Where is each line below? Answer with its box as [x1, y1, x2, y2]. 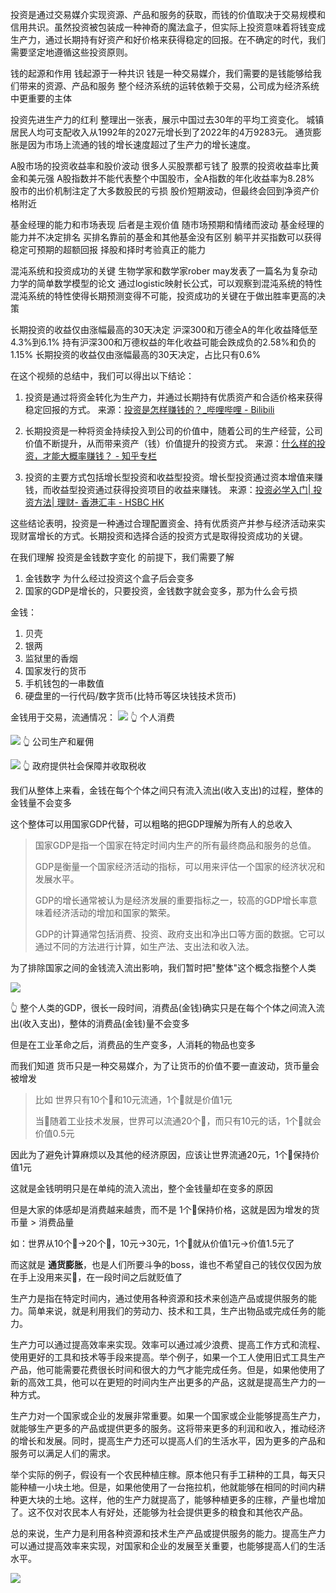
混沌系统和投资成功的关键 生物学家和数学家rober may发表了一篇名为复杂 [10, 265, 310, 277]
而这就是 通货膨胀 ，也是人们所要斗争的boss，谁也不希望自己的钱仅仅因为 [10, 1259, 313, 1270]
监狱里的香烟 [24, 653, 78, 664]
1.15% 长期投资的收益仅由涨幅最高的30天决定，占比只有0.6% [10, 349, 262, 360]
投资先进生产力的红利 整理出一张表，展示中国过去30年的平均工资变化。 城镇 [10, 114, 325, 125]
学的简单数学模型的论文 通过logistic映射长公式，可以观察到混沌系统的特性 [18, 278, 323, 289]
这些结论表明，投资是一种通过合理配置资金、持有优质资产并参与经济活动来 [10, 518, 317, 529]
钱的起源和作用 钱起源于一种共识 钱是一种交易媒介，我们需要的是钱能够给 [10, 68, 313, 79]
